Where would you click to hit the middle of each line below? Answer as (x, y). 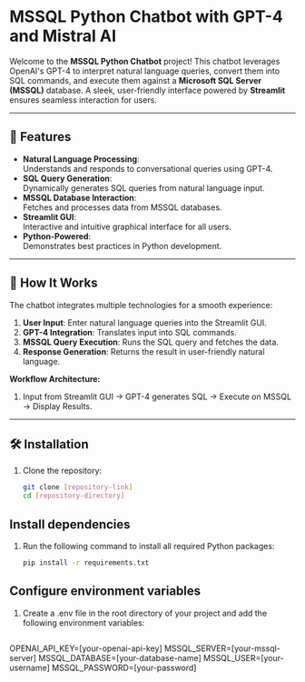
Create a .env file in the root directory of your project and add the (145, 613)
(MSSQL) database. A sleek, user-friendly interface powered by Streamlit (148, 90)
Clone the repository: (62, 471)
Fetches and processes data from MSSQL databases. (122, 207)
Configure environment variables (105, 592)
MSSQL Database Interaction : (79, 197)
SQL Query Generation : (67, 178)
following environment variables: (84, 622)
